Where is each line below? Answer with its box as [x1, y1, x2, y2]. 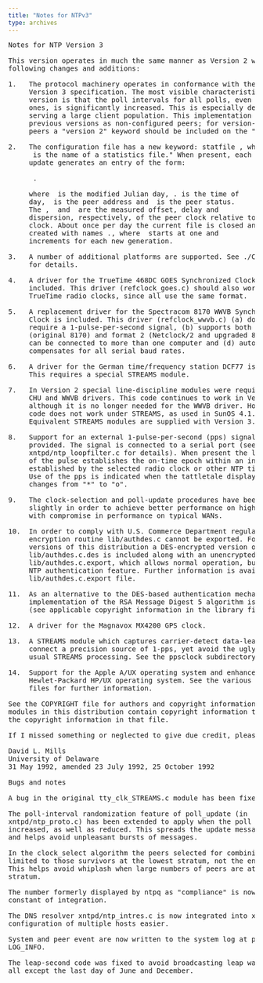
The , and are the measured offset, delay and [28, 205, 219, 214]
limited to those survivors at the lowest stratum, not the [8, 856, 244, 865]
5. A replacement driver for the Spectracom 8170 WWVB [8, 307, 232, 316]
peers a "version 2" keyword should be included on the [28, 126, 248, 136]
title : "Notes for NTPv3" [8, 11, 92, 20]
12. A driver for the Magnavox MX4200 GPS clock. [8, 621, 207, 630]
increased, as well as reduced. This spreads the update [8, 825, 232, 834]
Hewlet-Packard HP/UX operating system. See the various [28, 675, 252, 685]
